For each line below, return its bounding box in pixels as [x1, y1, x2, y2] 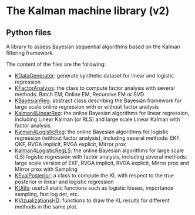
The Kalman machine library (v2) [6, 4, 170, 18]
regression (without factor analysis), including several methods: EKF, [14, 135, 181, 142]
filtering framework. [6, 49, 54, 56]
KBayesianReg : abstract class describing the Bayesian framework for [14, 97, 182, 104]
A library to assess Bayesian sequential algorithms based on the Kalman [6, 43, 180, 50]
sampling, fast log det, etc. [14, 191, 79, 197]
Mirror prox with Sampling [14, 166, 78, 173]
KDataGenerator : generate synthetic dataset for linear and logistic [14, 72, 174, 79]
